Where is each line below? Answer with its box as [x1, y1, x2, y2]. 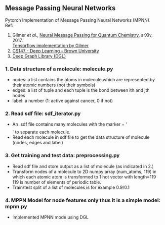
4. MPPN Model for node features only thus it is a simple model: [5, 197, 161, 204]
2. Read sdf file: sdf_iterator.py [5, 110, 81, 117]
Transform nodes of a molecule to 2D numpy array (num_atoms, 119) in [12, 169, 157, 174]
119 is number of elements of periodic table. [12, 179, 101, 185]
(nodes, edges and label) [12, 140, 63, 146]
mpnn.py [5, 203, 27, 210]
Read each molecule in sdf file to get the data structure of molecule [12, 134, 150, 140]
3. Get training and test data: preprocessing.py [5, 152, 120, 159]
